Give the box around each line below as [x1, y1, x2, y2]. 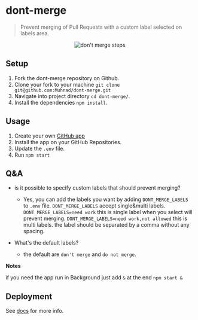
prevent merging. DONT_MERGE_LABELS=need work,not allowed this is [23, 215, 188, 222]
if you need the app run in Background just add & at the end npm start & [5, 274, 183, 281]
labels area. [20, 29, 49, 36]
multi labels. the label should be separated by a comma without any [23, 221, 190, 228]
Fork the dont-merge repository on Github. [14, 74, 120, 81]
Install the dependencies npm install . [14, 99, 108, 106]
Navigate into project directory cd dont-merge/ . [14, 92, 130, 99]
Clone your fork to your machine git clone [14, 81, 120, 88]
